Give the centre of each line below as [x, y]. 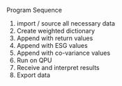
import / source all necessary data [66, 23]
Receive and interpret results [58, 68]
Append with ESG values [52, 45]
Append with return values [55, 38]
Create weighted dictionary [56, 31]
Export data [33, 75]
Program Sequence [34, 10]
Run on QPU [34, 60]
